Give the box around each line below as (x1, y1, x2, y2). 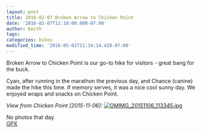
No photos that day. (6, 113, 56, 121)
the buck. (6, 65, 30, 73)
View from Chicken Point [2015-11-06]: (6, 102, 103, 109)
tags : (6, 31, 20, 37)
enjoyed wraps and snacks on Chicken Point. (6, 90, 119, 97)
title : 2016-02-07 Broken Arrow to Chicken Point (6, 15, 134, 21)
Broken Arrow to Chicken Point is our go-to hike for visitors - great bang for (6, 59, 195, 66)
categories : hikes (6, 37, 53, 43)
